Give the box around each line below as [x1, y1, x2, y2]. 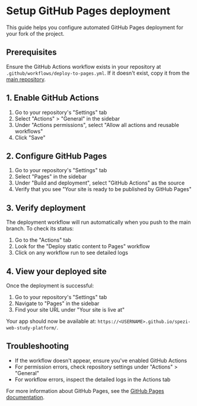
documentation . [6, 394, 45, 401]
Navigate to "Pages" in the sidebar [14, 300, 100, 307]
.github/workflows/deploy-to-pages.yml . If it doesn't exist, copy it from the [6, 69, 190, 77]
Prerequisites [6, 47, 57, 58]
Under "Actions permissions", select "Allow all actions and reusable [14, 121, 179, 128]
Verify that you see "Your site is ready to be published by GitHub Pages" [14, 186, 192, 193]
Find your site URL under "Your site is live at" [14, 306, 125, 313]
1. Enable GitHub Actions [6, 93, 99, 103]
